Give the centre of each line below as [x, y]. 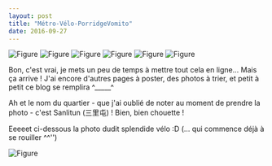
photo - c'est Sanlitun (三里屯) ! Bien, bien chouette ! [97, 113]
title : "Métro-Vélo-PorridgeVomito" [70, 24]
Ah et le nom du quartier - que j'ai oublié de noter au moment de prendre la [134, 103]
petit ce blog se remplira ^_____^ [61, 87]
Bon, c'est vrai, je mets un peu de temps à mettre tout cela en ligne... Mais [133, 70]
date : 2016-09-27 [38, 31]
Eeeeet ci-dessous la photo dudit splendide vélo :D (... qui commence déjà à [136, 129]
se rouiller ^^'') [33, 138]
